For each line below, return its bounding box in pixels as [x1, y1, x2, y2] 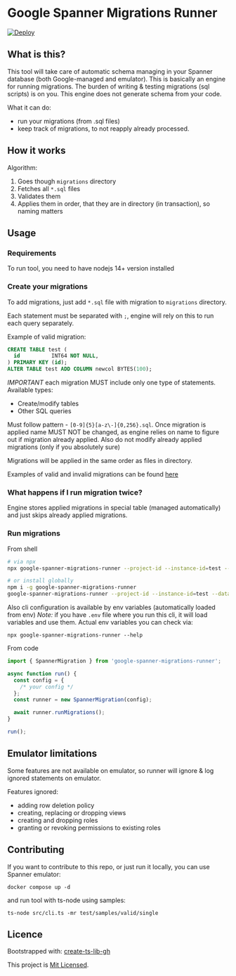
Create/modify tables [17, 399, 79, 408]
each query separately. [7, 318, 74, 327]
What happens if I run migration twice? [7, 487, 143, 497]
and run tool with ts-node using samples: [7, 896, 126, 904]
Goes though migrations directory [17, 177, 117, 186]
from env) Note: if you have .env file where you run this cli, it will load [7, 611, 208, 619]
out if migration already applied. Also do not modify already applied [7, 436, 202, 444]
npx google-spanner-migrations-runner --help [7, 632, 143, 639]
